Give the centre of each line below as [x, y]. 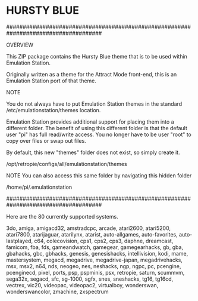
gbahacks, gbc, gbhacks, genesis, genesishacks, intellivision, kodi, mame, [97, 253]
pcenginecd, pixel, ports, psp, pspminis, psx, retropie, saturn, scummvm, [95, 272]
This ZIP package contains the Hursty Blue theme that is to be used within [97, 56]
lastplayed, [20, 241]
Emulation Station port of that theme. [51, 81]
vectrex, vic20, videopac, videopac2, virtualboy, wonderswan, [82, 285]
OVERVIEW [20, 45]
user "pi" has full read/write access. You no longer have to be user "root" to [99, 134]
